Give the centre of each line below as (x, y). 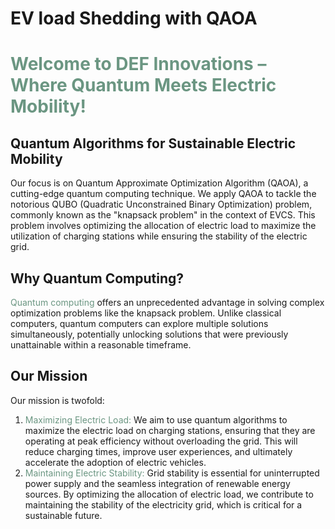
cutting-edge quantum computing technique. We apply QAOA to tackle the (163, 194)
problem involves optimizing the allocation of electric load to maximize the (163, 226)
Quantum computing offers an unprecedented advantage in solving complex (167, 302)
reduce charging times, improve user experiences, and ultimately (158, 451)
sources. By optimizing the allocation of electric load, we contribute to (169, 494)
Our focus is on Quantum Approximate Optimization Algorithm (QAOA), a (159, 183)
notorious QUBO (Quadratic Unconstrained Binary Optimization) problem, (161, 204)
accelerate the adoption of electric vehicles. (115, 462)
